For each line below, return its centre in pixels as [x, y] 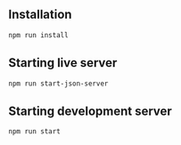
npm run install [38, 35]
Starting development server [90, 111]
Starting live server [63, 63]
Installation [40, 15]
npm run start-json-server [58, 84]
